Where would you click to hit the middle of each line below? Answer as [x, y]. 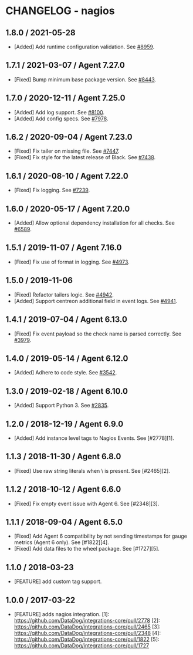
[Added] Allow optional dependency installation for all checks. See [94, 223]
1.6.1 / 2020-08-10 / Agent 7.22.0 [67, 176]
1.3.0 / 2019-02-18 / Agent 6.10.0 [67, 391]
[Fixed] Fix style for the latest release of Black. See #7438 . [85, 157]
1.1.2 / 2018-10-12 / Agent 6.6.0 [63, 490]
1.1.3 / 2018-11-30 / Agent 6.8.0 [63, 457]
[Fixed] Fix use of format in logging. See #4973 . [72, 262]
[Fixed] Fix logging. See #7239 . [52, 190]
